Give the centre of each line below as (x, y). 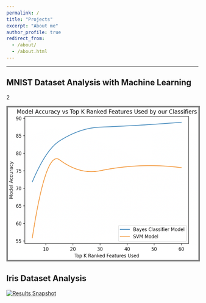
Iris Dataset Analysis (46, 278)
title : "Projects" (30, 19)
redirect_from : (26, 39)
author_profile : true (34, 32)
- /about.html (30, 52)
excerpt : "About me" (33, 26)
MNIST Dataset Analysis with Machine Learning (99, 83)
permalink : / (23, 13)
